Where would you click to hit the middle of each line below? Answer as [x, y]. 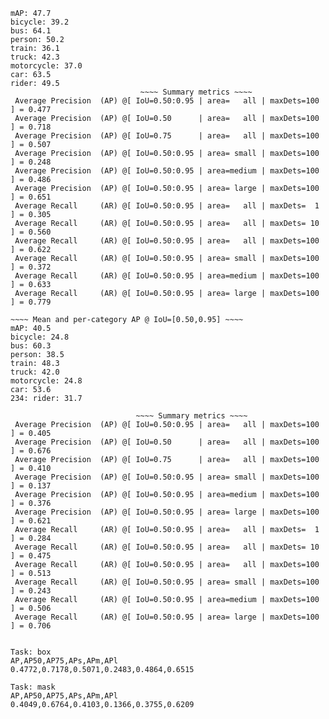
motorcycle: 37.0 [46, 66]
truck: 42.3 [35, 57]
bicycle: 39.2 [40, 22]
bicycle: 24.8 [40, 337]
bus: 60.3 [31, 346]
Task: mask [33, 687]
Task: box [31, 652]
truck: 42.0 [35, 372]
